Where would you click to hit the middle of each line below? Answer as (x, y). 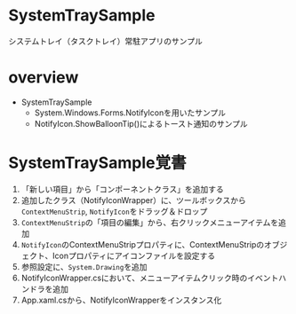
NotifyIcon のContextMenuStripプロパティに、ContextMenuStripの (143, 244)
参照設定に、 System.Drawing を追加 (84, 266)
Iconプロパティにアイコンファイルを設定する (133, 255)
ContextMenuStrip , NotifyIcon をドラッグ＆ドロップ (114, 211)
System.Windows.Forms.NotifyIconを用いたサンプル (130, 113)
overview (44, 78)
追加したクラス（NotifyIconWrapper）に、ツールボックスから (133, 200)
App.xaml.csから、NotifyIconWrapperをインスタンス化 (121, 300)
